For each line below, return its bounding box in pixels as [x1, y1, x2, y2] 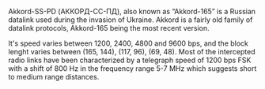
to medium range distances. [8, 72, 100, 81]
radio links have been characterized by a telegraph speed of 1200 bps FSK [8, 55, 252, 65]
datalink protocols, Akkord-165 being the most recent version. [8, 24, 210, 32]
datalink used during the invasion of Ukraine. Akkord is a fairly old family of [8, 15, 253, 24]
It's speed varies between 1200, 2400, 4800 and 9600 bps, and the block [8, 39, 249, 48]
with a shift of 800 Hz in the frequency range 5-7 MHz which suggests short [8, 64, 257, 73]
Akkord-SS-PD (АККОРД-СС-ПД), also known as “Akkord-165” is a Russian [8, 7, 256, 16]
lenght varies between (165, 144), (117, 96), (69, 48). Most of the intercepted [8, 47, 256, 56]
